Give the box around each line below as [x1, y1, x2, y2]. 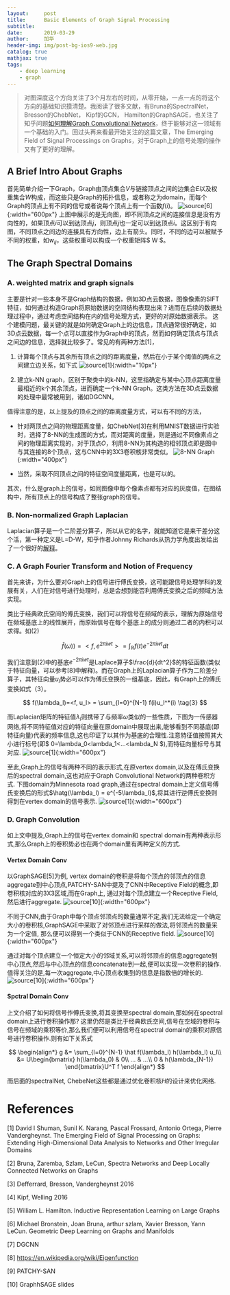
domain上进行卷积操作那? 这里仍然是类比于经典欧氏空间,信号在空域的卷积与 [7, 1017, 220, 1025]
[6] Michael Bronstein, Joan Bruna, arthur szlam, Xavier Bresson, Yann [7, 1219, 205, 1228]
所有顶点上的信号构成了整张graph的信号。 [25, 493, 144, 501]
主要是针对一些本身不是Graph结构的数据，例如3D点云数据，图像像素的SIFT [7, 295, 220, 303]
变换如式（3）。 [7, 685, 50, 693]
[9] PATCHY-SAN [7, 1267, 56, 1275]
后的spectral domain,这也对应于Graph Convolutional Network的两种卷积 [7, 771, 210, 780]
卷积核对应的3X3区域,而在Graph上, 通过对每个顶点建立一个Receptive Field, [7, 889, 218, 897]
